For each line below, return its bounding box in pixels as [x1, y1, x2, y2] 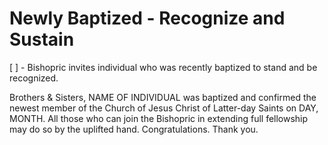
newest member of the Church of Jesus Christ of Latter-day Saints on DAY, [9, 102, 319, 114]
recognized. [9, 72, 59, 84]
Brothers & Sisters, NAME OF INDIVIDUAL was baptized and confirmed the [9, 91, 317, 103]
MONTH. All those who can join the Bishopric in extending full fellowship [9, 112, 309, 124]
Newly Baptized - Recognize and [9, 7, 286, 30]
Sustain [9, 28, 75, 51]
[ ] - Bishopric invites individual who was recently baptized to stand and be [9, 61, 318, 73]
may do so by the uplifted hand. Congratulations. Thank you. [9, 123, 259, 135]
